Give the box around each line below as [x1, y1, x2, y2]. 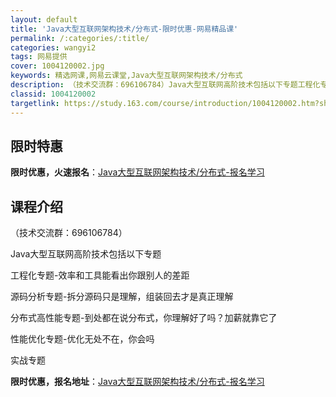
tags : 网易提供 [10, 52, 68, 62]
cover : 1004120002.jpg [10, 61, 105, 71]
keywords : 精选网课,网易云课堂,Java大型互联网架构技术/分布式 [10, 71, 243, 81]
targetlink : [10, 98, 60, 108]
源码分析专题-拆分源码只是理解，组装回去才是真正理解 [10, 291, 234, 303]
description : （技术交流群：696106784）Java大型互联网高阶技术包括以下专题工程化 [10, 80, 321, 90]
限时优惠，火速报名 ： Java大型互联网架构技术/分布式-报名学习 [10, 166, 265, 178]
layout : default [10, 14, 78, 25]
